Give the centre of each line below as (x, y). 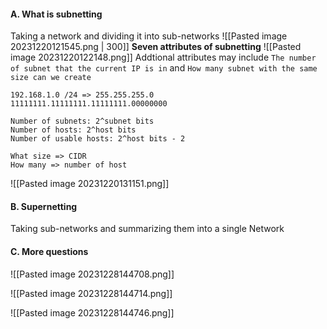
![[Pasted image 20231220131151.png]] (90, 184)
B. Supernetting (44, 206)
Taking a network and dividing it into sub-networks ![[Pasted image (149, 36)
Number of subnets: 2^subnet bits (82, 121)
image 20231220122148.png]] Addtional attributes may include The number (163, 57)
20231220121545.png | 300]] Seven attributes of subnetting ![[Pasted (156, 47)
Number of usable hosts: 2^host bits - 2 (98, 139)
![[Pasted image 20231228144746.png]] (92, 312)
